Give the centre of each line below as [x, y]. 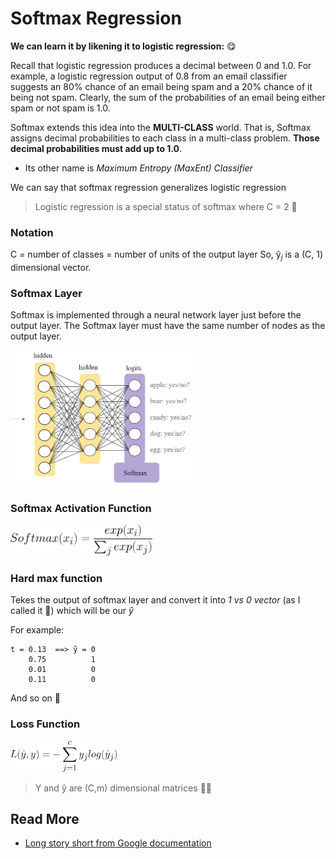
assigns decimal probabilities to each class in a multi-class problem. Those [165, 138]
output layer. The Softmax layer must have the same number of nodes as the [168, 326]
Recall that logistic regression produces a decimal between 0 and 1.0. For [161, 65]
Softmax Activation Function [81, 508]
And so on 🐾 [35, 698]
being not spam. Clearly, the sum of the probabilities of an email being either [168, 97]
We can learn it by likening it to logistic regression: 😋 [123, 46]
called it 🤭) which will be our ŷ [72, 611]
